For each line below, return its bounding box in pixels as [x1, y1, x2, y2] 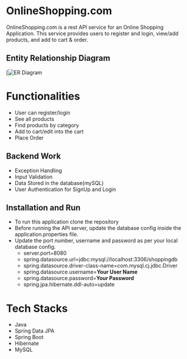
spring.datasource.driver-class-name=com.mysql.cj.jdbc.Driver [23, 262, 178, 269]
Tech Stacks [6, 302, 68, 315]
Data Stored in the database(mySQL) [14, 179, 104, 186]
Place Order [14, 134, 44, 141]
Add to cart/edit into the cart [14, 128, 84, 135]
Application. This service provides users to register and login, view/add [6, 29, 179, 37]
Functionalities [6, 90, 81, 103]
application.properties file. [14, 231, 79, 238]
